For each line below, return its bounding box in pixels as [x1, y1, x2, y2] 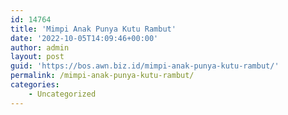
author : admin [10, 42, 70, 53]
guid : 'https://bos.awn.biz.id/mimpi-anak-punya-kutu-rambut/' [10, 61, 280, 71]
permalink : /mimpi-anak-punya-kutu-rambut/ [10, 71, 195, 81]
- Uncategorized [28, 89, 97, 99]
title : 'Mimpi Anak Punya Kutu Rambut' [10, 24, 177, 34]
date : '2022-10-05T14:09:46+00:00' [10, 33, 159, 43]
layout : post [10, 52, 65, 62]
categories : [10, 80, 60, 90]
